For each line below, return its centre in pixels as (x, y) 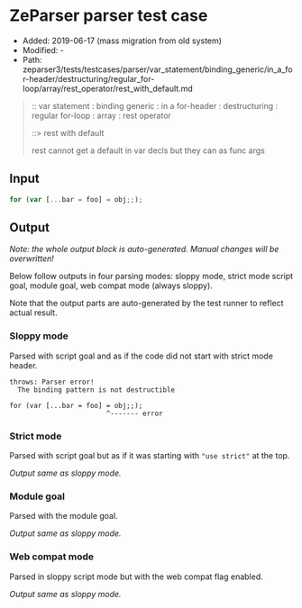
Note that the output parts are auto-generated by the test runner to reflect (146, 304)
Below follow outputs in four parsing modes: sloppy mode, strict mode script (151, 277)
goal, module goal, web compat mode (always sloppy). (111, 286)
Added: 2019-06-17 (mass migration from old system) (122, 41)
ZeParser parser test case (109, 16)
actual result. (33, 313)
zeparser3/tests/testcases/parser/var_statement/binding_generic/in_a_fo (157, 69)
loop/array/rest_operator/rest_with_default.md (108, 88)
